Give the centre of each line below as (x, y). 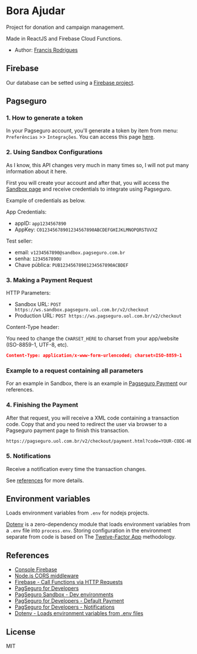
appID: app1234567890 (40, 223)
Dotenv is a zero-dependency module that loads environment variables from (98, 524)
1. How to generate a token (45, 118)
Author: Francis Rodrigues (46, 50)
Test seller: (19, 241)
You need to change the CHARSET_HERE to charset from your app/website (92, 338)
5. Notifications (28, 456)
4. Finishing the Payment (42, 405)
